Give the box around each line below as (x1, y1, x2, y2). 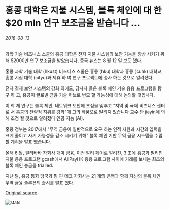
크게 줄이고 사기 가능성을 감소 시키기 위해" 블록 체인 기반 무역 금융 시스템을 (5, 133, 153, 139)
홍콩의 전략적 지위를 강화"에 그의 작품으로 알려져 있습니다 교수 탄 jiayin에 (16, 109, 160, 115)
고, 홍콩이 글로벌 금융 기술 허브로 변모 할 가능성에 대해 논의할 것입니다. (16, 92, 155, 98)
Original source (5, 190, 38, 196)
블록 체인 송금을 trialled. (5, 162, 53, 168)
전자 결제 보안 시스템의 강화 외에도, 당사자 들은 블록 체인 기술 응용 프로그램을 (5, 85, 157, 92)
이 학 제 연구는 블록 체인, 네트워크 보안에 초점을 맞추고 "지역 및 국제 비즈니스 (5, 103, 156, 109)
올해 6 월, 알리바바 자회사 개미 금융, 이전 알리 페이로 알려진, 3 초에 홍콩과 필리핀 (5, 149, 163, 156)
